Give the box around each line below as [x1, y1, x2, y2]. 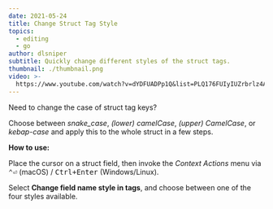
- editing [15, 34, 49, 43]
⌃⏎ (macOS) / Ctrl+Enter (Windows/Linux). [8, 167, 159, 176]
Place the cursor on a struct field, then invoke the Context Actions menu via [8, 158, 262, 168]
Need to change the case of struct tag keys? [8, 102, 157, 112]
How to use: [8, 142, 50, 152]
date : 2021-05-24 [8, 11, 67, 20]
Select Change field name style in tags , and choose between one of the [8, 182, 252, 192]
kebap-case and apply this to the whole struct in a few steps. [8, 127, 214, 137]
